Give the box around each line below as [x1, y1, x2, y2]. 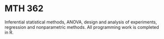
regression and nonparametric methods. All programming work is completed [4, 24, 159, 30]
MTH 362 [4, 3, 44, 14]
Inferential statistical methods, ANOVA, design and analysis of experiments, [4, 19, 158, 25]
